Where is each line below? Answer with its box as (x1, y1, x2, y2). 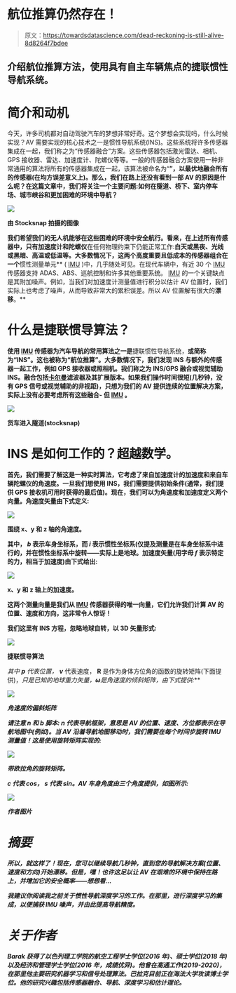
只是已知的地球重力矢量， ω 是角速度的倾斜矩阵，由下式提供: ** (22, 676, 201, 684)
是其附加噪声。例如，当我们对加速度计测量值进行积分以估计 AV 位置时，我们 (7, 278, 228, 286)
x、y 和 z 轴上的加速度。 (7, 585, 78, 594)
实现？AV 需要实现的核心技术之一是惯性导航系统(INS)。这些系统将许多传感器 (7, 138, 228, 147)
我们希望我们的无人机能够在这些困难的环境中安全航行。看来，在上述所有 (7, 234, 216, 242)
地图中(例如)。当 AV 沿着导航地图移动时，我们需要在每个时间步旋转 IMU (13, 728, 221, 736)
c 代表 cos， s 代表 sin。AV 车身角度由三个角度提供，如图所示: (7, 780, 189, 788)
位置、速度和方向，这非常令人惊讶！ (7, 609, 112, 618)
